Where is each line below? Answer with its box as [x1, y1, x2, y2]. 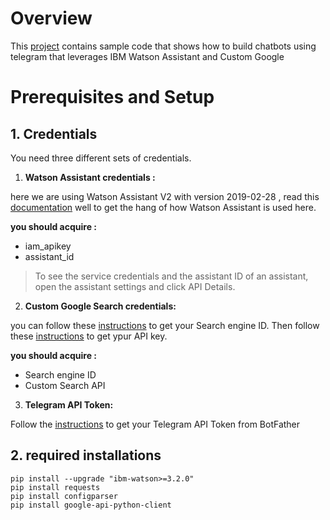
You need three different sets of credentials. [10, 152, 192, 164]
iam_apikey [24, 240, 72, 252]
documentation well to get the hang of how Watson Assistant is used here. [10, 201, 317, 213]
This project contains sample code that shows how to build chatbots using [10, 40, 317, 52]
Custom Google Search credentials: [24, 300, 177, 312]
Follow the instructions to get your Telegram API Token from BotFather [10, 418, 301, 430]
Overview [10, 7, 93, 30]
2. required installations [10, 447, 162, 464]
